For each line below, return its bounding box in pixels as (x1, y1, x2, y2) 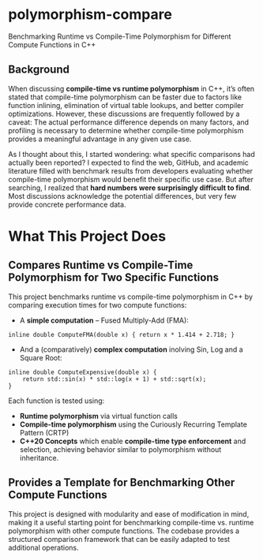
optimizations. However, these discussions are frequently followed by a (8, 109, 240, 118)
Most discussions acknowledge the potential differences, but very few (8, 191, 237, 200)
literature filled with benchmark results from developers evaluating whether (8, 166, 254, 175)
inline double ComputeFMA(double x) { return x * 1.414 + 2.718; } (8, 330, 235, 338)
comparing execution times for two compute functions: (8, 300, 187, 309)
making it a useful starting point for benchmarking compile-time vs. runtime (8, 517, 254, 527)
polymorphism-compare (8, 6, 172, 24)
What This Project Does (8, 227, 167, 245)
